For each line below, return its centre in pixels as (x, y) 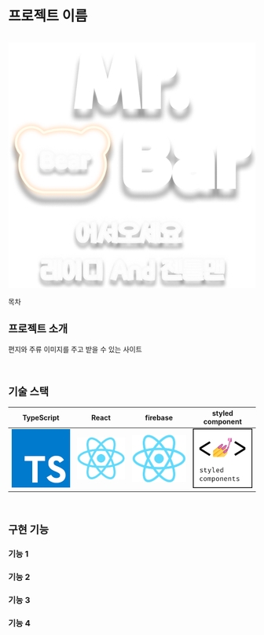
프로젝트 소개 (38, 329)
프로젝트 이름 (48, 16)
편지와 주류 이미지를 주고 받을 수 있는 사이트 (75, 349)
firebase (159, 417)
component (222, 422)
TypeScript (41, 417)
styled (222, 413)
